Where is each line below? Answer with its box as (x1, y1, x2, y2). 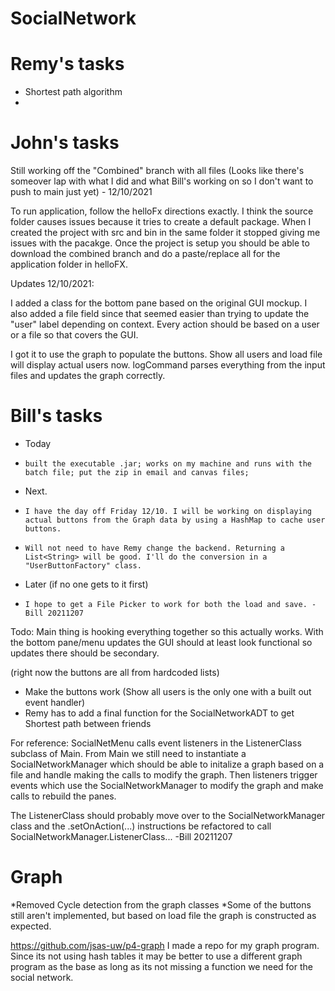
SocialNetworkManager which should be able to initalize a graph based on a (10, 758, 325, 770)
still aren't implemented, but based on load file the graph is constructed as (10, 909, 317, 921)
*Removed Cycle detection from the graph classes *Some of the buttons (10, 898, 312, 911)
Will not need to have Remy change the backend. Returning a (24, 543, 286, 553)
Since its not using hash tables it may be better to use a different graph (10, 950, 303, 962)
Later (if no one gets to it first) (24, 578, 149, 590)
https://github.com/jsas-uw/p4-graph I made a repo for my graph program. (10, 939, 320, 951)
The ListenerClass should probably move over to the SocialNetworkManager (10, 810, 326, 821)
